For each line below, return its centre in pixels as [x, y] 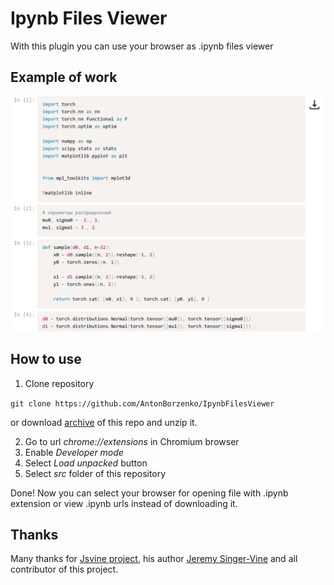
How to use [46, 359]
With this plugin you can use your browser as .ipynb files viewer [142, 46]
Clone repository [59, 383]
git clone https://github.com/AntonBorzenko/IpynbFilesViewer [142, 403]
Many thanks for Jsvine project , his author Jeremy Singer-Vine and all [154, 559]
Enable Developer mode [74, 452]
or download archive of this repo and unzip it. [104, 422]
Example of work [64, 77]
